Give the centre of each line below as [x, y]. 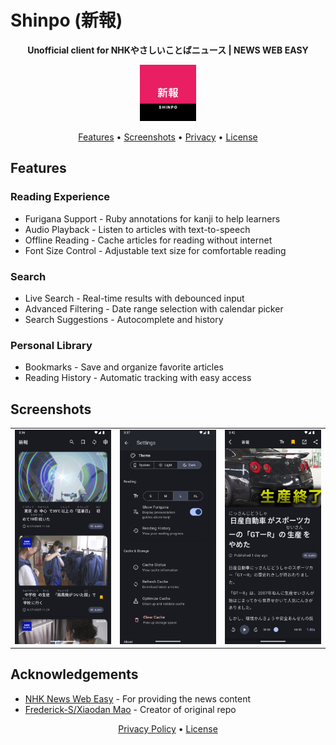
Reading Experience [60, 197]
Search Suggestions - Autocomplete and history [124, 319]
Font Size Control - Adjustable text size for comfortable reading [155, 250]
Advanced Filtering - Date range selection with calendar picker [154, 308]
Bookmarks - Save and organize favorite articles [124, 367]
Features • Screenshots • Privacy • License [168, 137]
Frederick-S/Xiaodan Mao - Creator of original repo [130, 709]
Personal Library [51, 345]
